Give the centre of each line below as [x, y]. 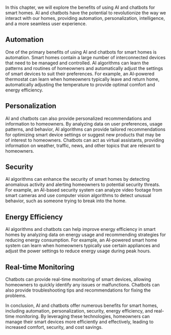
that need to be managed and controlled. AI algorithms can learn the [77, 63]
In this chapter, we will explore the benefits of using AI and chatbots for [80, 7]
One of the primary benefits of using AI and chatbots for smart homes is [81, 52]
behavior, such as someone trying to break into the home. [66, 201]
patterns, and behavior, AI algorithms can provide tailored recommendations [86, 129]
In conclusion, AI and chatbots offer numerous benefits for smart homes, [82, 305]
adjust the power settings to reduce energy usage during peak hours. [78, 251]
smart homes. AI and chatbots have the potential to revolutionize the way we [86, 13]
